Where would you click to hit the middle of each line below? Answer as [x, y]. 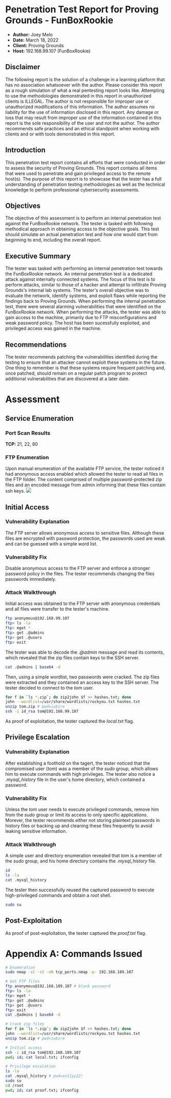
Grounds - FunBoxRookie [59, 20]
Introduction [26, 150]
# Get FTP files [22, 982]
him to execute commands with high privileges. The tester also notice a [80, 774]
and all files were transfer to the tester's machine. [57, 609]
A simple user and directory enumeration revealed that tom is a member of [84, 856]
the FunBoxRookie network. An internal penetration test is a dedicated [79, 274]
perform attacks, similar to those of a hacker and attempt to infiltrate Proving [86, 285]
